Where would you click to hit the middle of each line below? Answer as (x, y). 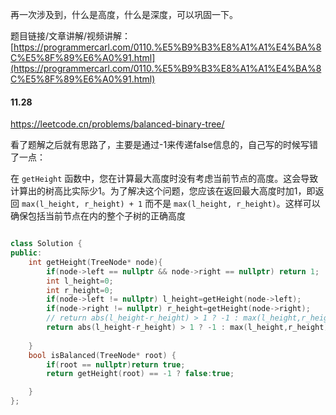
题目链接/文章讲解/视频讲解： (71, 36)
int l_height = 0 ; (80, 281)
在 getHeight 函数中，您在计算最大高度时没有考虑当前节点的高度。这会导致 (164, 179)
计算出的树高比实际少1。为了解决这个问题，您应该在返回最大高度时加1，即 (163, 191)
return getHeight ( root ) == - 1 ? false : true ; (140, 374)
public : (26, 253)
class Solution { (46, 244)
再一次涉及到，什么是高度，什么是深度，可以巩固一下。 (124, 14)
